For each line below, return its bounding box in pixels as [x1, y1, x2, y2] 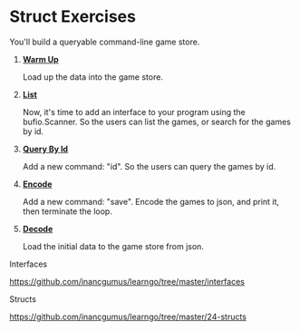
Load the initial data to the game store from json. [22, 240, 204, 251]
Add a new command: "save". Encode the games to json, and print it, [22, 196, 279, 207]
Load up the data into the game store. [22, 71, 163, 83]
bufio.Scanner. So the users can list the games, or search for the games [22, 116, 292, 127]
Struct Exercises [9, 6, 136, 27]
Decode [22, 223, 53, 234]
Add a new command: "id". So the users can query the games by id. [22, 161, 276, 171]
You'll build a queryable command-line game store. [9, 36, 200, 47]
